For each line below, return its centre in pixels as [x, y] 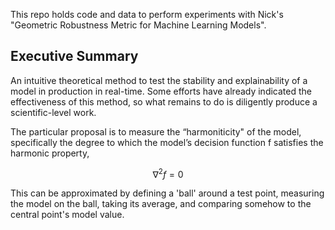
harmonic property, [50, 153]
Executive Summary [74, 56]
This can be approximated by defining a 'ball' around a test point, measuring [167, 193]
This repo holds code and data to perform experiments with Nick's [147, 14]
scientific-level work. [53, 112]
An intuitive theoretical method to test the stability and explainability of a [159, 80]
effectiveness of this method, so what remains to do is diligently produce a [164, 101]
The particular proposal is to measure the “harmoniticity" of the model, [156, 131]
